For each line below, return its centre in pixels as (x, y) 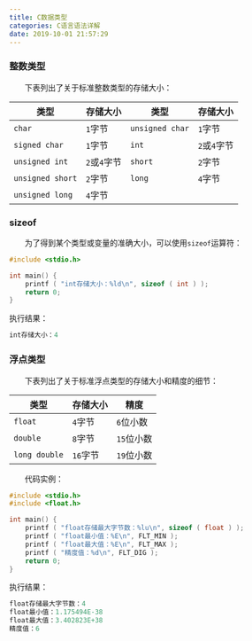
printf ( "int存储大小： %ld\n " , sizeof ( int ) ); (117, 284)
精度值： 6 (24, 629)
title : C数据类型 (38, 17)
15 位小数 (134, 438)
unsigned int (41, 161)
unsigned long (43, 195)
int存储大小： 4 (34, 335)
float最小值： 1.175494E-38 (56, 613)
